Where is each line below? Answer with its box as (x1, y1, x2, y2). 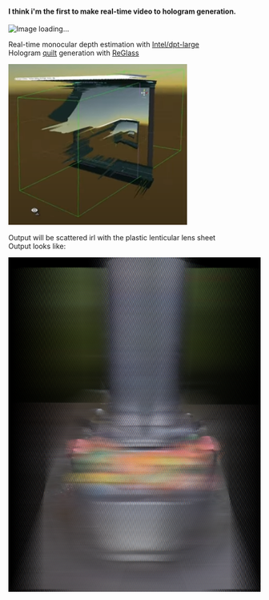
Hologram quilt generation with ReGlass (8, 48, 139, 58)
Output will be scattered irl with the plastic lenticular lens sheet (8, 233, 216, 243)
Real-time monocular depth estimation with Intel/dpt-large (8, 40, 200, 50)
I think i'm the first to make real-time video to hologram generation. (8, 6, 236, 16)
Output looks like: (8, 241, 66, 252)
